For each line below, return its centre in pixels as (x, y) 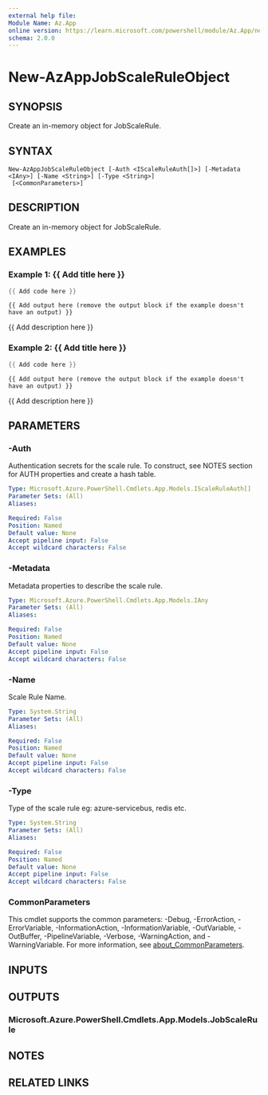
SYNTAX (31, 151)
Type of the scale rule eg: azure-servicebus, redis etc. (98, 808)
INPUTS (28, 970)
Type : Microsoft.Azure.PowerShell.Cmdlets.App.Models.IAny (108, 600)
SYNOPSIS (35, 106)
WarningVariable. (37, 945)
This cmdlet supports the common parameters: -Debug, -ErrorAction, (122, 920)
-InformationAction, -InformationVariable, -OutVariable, (146, 928)
